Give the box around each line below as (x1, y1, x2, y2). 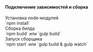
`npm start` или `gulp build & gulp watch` (5, 41, 88, 47)
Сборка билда (5, 25, 35, 32)
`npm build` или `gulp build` (5, 31, 61, 37)
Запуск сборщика (5, 36, 43, 42)
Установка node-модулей (5, 15, 59, 21)
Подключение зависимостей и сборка (5, 4, 89, 10)
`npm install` (5, 20, 31, 26)
